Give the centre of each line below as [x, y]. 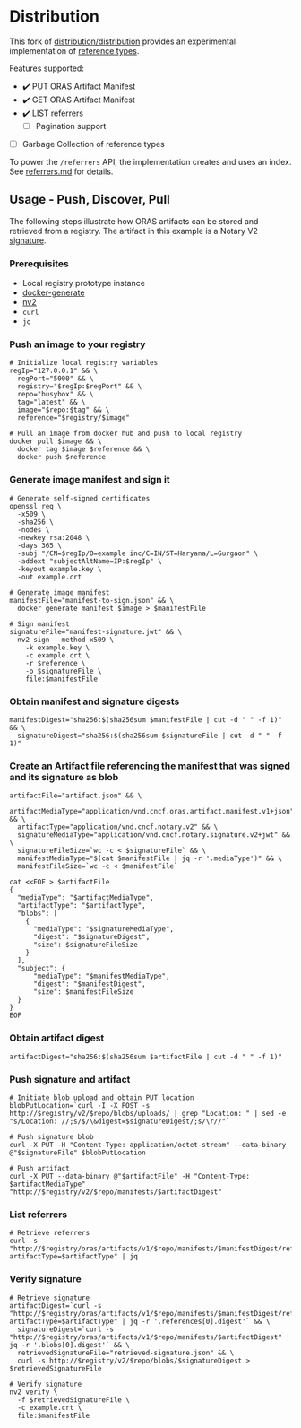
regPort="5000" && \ [56, 379]
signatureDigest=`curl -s [66, 1329]
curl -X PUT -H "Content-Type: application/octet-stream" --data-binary [148, 1145]
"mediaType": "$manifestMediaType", [101, 976]
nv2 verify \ [34, 1392]
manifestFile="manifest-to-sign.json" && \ [92, 600]
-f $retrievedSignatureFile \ [73, 1400]
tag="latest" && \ [52, 402]
